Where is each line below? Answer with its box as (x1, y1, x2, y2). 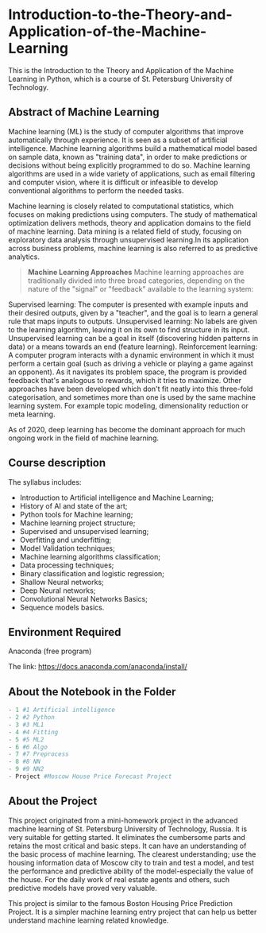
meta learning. (8, 409, 56, 419)
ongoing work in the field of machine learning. (8, 433, 160, 443)
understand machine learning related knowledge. (8, 916, 169, 925)
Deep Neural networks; (19, 586, 96, 595)
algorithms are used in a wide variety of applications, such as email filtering (8, 168, 256, 178)
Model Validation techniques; (19, 543, 115, 553)
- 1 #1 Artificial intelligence (8, 706, 115, 714)
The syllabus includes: (8, 477, 82, 486)
